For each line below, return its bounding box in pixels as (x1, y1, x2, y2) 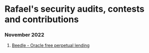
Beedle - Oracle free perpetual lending (11, 43, 90, 49)
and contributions (4, 14, 79, 25)
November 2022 (4, 31, 45, 38)
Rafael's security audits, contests (4, 3, 145, 15)
